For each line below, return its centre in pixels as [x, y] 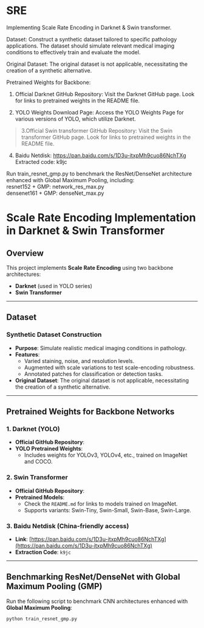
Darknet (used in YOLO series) [54, 286]
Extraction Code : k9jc [43, 552]
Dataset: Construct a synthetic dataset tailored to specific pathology [92, 39]
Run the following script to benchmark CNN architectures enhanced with [97, 601]
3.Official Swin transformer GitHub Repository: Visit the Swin [97, 130]
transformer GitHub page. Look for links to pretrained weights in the [106, 137]
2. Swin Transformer [37, 478]
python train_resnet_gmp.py [42, 619]
